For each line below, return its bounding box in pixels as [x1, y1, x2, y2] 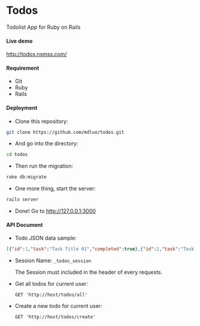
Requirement [6, 64, 40, 71]
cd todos [6, 151, 28, 158]
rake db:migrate [6, 174, 47, 180]
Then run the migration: [14, 163, 74, 170]
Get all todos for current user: [14, 280, 88, 288]
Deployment [6, 104, 38, 111]
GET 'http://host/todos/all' [14, 292, 88, 298]
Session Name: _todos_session [14, 257, 92, 264]
